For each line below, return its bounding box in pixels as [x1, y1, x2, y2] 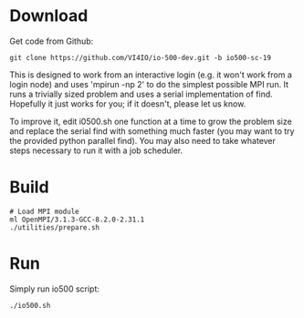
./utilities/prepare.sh [9, 222, 100, 232]
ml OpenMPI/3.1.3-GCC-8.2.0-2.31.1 [9, 215, 145, 224]
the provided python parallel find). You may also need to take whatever [9, 135, 277, 146]
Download [9, 5, 89, 26]
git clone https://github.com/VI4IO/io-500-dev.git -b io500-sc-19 [9, 53, 272, 62]
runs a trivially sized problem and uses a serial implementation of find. [9, 88, 274, 99]
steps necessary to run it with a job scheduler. [9, 145, 183, 156]
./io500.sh [9, 301, 51, 310]
